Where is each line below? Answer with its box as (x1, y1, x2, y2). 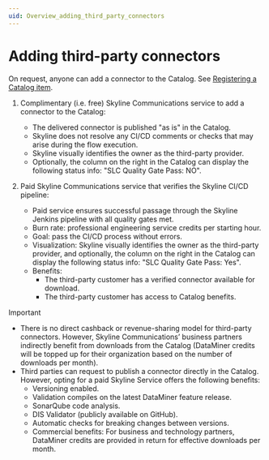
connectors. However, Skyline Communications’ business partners (19, 332, 243, 342)
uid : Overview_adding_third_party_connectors (8, 11, 164, 20)
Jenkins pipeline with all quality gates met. (32, 214, 174, 224)
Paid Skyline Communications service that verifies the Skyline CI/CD (19, 181, 249, 191)
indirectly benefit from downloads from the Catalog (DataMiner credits (19, 340, 255, 350)
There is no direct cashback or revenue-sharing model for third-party (19, 323, 252, 333)
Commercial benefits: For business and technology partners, (32, 427, 235, 436)
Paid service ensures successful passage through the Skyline (32, 205, 238, 215)
